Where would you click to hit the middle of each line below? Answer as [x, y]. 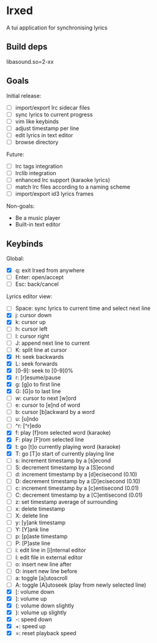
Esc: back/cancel [37, 284]
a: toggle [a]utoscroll [41, 578]
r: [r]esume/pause [38, 377]
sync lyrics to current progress [54, 115]
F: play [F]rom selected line [49, 440]
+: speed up [30, 626]
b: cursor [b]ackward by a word [55, 412]
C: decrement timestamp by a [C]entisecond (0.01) [79, 495]
